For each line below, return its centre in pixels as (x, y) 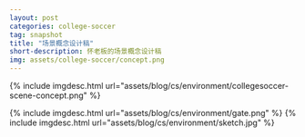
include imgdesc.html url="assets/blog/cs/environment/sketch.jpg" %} (142, 122)
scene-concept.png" (49, 95)
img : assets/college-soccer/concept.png (87, 60)
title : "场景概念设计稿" (51, 43)
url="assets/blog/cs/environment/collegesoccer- (197, 86)
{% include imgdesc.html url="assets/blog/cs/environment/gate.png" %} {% (153, 113)
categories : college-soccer (63, 26)
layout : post (34, 18)
